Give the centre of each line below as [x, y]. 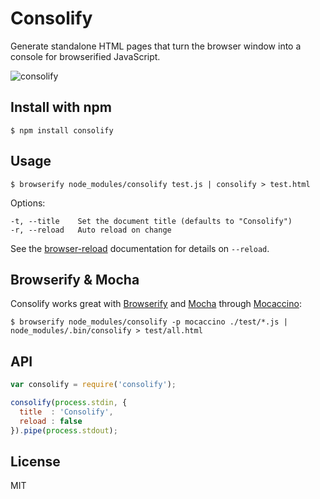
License [35, 461]
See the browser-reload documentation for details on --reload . [140, 248]
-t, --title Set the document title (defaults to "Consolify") [151, 221]
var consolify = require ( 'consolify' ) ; [93, 385]
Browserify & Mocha [75, 279]
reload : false [51, 421]
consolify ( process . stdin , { [69, 403]
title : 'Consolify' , [66, 412]
